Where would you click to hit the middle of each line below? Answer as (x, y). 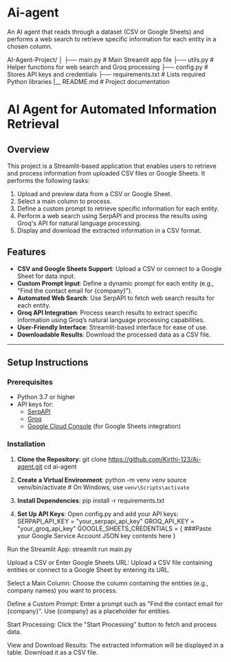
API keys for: (35, 405)
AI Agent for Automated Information (112, 110)
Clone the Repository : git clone (62, 459)
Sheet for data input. (46, 276)
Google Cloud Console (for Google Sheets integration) (104, 426)
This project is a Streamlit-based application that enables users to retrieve (112, 166)
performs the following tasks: (49, 180)
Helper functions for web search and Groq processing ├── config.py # (108, 67)
